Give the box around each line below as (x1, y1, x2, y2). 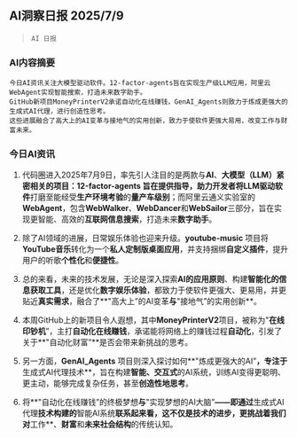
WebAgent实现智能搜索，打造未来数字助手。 (9, 88, 147, 98)
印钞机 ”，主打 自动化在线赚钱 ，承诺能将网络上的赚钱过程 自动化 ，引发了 (21, 326, 282, 337)
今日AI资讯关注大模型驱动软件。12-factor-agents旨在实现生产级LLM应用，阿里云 (9, 79, 271, 88)
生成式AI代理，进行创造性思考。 (9, 107, 110, 116)
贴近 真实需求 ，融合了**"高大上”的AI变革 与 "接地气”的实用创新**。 (21, 296, 262, 307)
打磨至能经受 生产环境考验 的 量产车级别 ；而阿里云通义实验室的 (29, 192, 255, 202)
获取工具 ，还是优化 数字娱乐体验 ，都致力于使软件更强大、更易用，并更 (29, 285, 286, 295)
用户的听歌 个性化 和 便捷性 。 (21, 255, 124, 266)
